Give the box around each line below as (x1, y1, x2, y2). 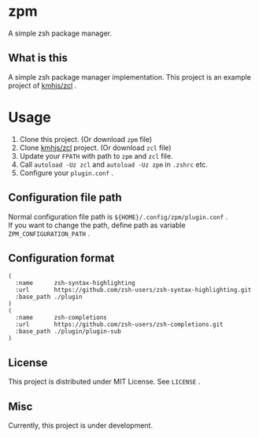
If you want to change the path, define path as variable (8, 220, 187, 230)
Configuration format (8, 251, 115, 264)
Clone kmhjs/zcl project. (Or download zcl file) (19, 143, 172, 152)
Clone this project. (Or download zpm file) (19, 134, 153, 144)
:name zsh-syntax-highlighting (15, 279, 135, 287)
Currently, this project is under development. (8, 421, 154, 430)
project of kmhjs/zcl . (8, 80, 77, 90)
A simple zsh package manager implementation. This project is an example (8, 72, 252, 81)
